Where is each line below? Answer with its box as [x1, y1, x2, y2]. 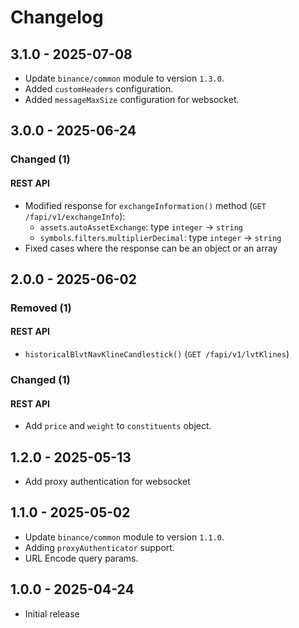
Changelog [10, 6, 104, 29]
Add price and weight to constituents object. [24, 420, 212, 432]
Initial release [24, 607, 80, 620]
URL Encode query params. [24, 552, 139, 564]
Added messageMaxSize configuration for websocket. [24, 94, 240, 105]
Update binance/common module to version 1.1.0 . [24, 531, 225, 543]
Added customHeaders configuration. [24, 83, 174, 95]
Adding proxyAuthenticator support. [24, 541, 175, 553]
